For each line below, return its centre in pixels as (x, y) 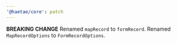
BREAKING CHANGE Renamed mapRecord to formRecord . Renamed (88, 29)
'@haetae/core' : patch (35, 12)
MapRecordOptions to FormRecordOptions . (56, 35)
